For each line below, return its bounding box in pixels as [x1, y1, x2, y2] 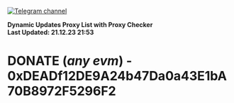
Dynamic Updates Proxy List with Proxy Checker [7, 21, 153, 28]
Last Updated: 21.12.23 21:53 [7, 28, 94, 36]
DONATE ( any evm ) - [7, 53, 133, 69]
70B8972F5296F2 [7, 83, 116, 99]
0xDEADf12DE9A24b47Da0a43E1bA [7, 68, 227, 85]
